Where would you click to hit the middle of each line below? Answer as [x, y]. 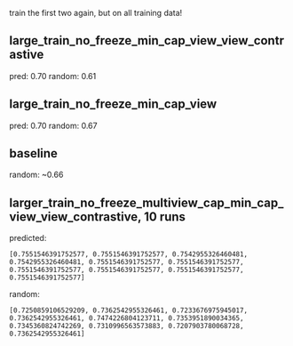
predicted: [28, 238]
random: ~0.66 [36, 175]
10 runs [165, 217]
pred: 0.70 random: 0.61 [53, 76]
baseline [33, 153]
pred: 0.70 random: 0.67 [53, 125]
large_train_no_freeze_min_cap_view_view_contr [146, 40]
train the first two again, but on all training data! [96, 13]
